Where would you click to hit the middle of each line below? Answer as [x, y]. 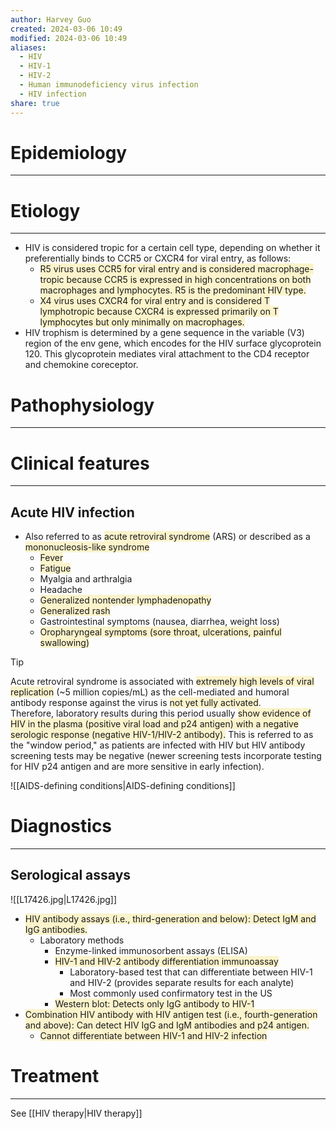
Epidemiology [69, 152]
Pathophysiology [82, 405]
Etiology [45, 210]
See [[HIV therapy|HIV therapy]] [76, 1113]
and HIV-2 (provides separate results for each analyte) [182, 982]
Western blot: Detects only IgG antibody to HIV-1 [154, 1003]
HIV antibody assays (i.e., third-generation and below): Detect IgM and [170, 918]
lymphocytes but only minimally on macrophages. [142, 322]
